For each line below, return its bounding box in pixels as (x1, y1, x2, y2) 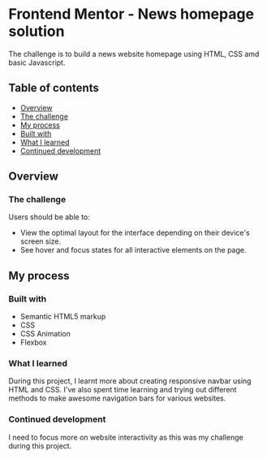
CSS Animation (19, 329, 71, 339)
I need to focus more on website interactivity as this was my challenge (8, 432, 243, 442)
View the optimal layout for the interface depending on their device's (19, 228, 250, 238)
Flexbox (19, 338, 47, 348)
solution (8, 22, 65, 41)
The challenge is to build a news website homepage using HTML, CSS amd (8, 49, 260, 58)
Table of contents (8, 81, 99, 95)
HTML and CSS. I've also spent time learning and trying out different (8, 385, 237, 395)
